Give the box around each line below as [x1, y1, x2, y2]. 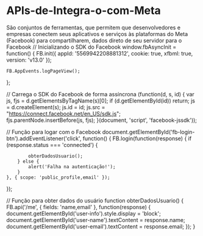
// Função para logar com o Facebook [6, 128, 101, 135]
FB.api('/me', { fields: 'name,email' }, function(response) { [6, 203, 151, 210]
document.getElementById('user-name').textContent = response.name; [6, 216, 186, 223]
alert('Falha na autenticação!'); [28, 163, 116, 170]
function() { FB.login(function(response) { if [82, 135, 192, 142]
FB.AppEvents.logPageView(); [6, 68, 80, 74]
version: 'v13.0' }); [6, 56, 52, 63]
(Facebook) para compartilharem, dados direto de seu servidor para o [6, 37, 182, 44]
